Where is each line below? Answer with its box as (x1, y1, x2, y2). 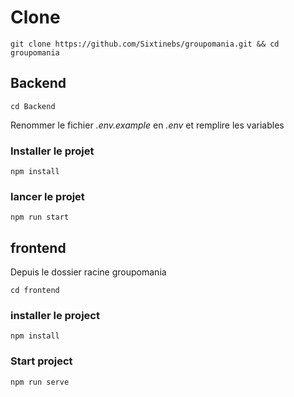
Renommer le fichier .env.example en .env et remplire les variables (10, 119, 285, 131)
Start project (10, 354, 73, 368)
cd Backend (10, 101, 56, 111)
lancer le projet (10, 189, 85, 203)
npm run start (10, 212, 70, 223)
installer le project (10, 309, 100, 323)
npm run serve (10, 377, 70, 387)
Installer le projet (10, 144, 95, 158)
